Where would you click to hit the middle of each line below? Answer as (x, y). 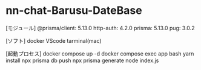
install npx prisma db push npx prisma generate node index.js (82, 60)
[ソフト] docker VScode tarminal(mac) (54, 40)
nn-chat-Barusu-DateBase (74, 11)
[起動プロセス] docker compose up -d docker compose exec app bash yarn (100, 53)
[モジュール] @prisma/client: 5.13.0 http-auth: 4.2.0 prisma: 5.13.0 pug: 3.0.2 (100, 28)
